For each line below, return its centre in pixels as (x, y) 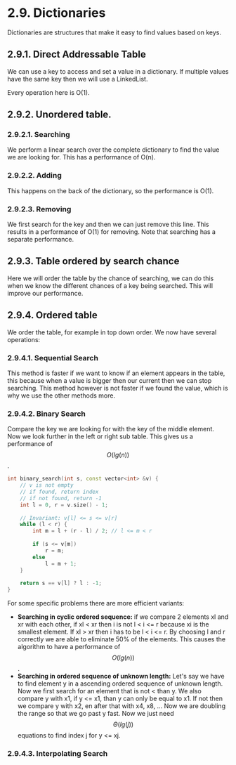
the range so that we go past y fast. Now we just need (96, 713)
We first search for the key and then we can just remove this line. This (108, 224)
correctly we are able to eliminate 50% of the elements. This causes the (122, 639)
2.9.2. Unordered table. (59, 115)
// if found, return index (59, 492)
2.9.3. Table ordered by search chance (93, 261)
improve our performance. (45, 293)
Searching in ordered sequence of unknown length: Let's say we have (121, 676)
